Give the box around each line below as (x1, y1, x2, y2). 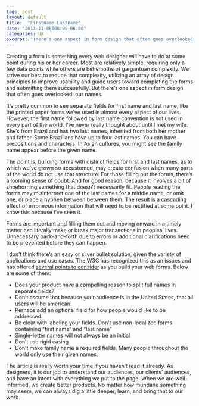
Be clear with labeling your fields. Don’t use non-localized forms (14, 319, 173, 326)
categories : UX (6, 31, 44, 37)
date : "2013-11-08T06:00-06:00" (6, 25, 86, 32)
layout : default (6, 14, 46, 20)
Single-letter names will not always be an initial (14, 332, 130, 339)
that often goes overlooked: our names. (6, 90, 103, 98)
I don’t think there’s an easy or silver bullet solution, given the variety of (6, 251, 182, 258)
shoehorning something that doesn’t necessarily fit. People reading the (6, 183, 181, 190)
